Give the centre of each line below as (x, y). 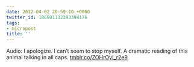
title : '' (19, 34)
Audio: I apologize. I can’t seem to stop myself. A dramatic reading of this (97, 51)
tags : (13, 23)
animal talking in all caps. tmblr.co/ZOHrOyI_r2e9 (67, 57)
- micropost (21, 28)
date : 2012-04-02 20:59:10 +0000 (48, 12)
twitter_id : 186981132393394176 (47, 17)
